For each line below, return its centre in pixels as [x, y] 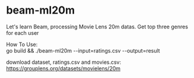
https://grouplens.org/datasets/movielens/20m [63, 68]
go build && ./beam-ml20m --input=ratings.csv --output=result [83, 50]
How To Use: [22, 44]
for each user [23, 32]
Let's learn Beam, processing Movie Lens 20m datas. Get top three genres [97, 27]
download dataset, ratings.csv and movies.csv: [64, 62]
